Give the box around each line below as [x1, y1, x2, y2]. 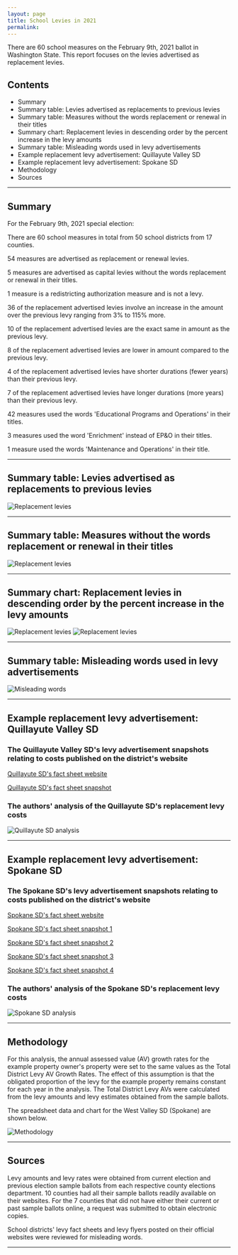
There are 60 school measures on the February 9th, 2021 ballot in [7, 43, 199, 52]
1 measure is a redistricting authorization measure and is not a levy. [7, 289, 204, 298]
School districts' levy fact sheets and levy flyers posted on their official [7, 1225, 215, 1234]
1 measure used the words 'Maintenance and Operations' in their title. [7, 445, 210, 453]
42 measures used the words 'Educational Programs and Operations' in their [7, 410, 231, 418]
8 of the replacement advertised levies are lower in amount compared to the [7, 346, 229, 354]
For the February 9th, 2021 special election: [7, 220, 135, 227]
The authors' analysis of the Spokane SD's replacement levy [7, 984, 220, 993]
